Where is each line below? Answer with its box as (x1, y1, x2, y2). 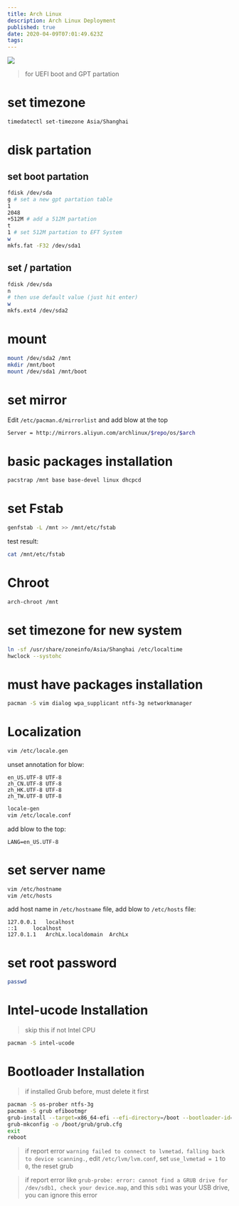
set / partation (7, 262, 72, 274)
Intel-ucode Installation (7, 1003, 149, 1018)
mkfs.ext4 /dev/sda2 (7, 307, 69, 314)
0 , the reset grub (24, 1162, 73, 1170)
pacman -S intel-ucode (7, 1040, 75, 1047)
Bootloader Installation (7, 1064, 145, 1080)
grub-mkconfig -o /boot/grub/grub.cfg (7, 1121, 122, 1128)
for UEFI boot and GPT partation (24, 70, 119, 78)
